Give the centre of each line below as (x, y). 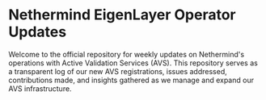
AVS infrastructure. (40, 88)
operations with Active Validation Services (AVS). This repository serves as (133, 63)
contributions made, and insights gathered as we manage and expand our (131, 80)
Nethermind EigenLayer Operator (122, 15)
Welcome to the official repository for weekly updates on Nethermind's (127, 54)
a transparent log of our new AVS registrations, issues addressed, (118, 71)
